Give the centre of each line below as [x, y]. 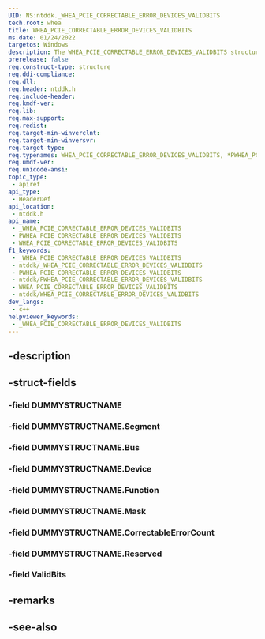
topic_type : [28, 177]
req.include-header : [42, 96]
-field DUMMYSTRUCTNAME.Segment [84, 426]
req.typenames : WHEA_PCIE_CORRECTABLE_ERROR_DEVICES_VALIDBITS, [116, 155]
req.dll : [22, 81]
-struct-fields [42, 383]
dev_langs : [26, 302]
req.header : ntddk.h [42, 89]
